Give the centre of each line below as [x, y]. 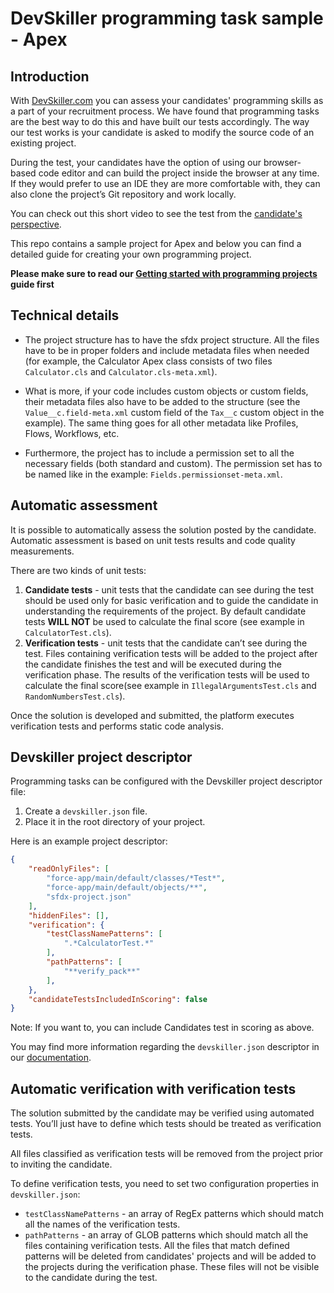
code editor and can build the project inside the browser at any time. [179, 173]
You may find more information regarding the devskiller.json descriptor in [165, 1047]
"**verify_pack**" [102, 971]
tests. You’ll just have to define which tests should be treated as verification [166, 1124]
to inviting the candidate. [61, 1164]
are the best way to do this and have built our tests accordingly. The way [160, 121]
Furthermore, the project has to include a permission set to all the [159, 453]
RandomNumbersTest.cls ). [75, 696]
